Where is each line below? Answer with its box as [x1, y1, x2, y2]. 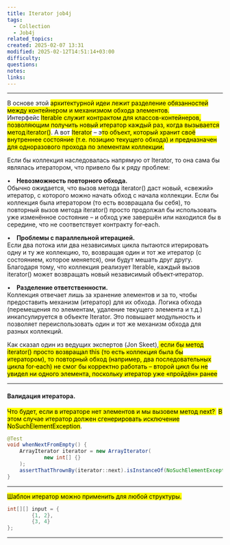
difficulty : [7, 55, 41, 62]
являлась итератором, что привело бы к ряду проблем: [7, 163, 170, 172]
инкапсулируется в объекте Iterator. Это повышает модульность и [7, 313, 201, 321]
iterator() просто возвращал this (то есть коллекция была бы [7, 348, 183, 356]
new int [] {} [43, 454, 81, 461]
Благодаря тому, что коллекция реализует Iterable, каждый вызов [7, 263, 201, 271]
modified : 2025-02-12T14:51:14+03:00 [7, 49, 115, 56]
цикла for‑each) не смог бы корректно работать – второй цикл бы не [7, 362, 209, 371]
